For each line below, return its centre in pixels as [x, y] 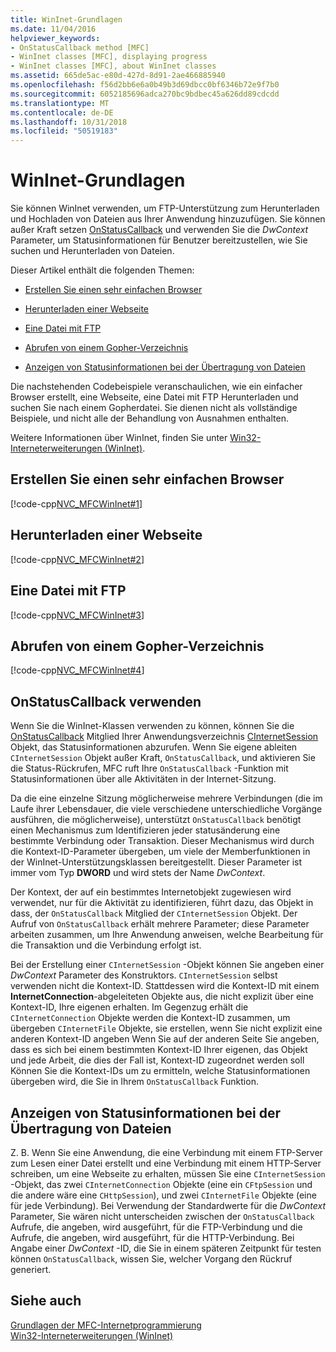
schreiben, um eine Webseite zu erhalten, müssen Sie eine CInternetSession [168, 1173]
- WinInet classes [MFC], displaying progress [109, 57]
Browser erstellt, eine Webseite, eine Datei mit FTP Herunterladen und [154, 397]
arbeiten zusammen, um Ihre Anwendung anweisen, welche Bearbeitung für [167, 935]
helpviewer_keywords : [55, 38]
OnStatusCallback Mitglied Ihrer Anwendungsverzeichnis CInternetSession [164, 737]
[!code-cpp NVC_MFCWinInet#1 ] [76, 503]
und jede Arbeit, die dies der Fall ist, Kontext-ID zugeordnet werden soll [157, 1060]
